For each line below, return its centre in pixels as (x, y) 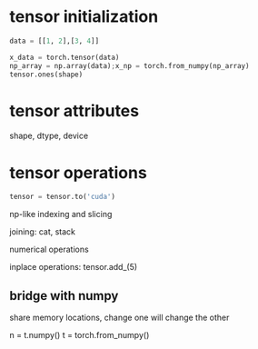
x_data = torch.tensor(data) (64, 57)
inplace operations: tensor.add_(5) (74, 267)
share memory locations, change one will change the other (119, 317)
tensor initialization (84, 17)
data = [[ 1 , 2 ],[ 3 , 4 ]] (55, 41)
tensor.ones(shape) (46, 75)
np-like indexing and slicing (61, 214)
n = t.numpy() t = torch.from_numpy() (79, 335)
